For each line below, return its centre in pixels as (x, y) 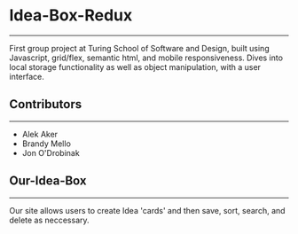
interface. (27, 76)
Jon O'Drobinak (51, 152)
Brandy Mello (46, 144)
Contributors (46, 104)
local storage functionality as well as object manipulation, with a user (135, 66)
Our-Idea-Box (48, 181)
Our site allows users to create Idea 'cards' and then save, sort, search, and (147, 210)
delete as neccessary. (50, 220)
